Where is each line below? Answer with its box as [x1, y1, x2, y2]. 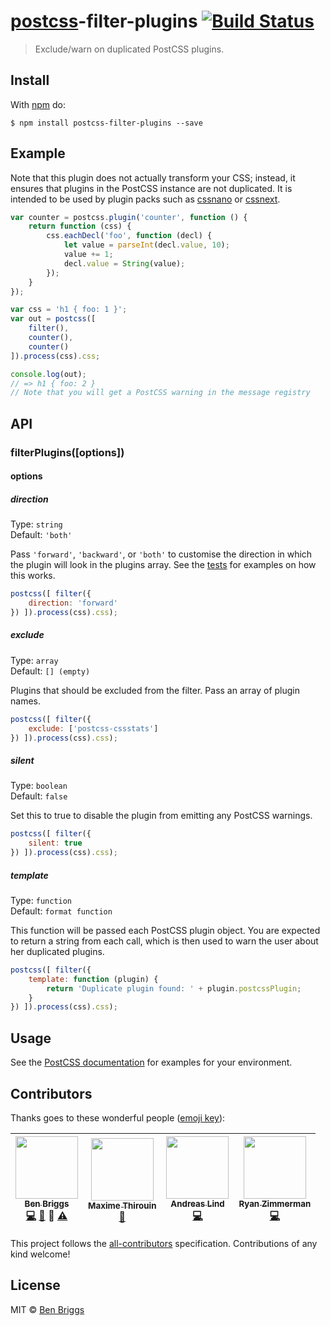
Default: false [10, 790, 68, 802]
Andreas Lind [170, 1198, 225, 1209]
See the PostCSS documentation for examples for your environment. [10, 1056, 293, 1069]
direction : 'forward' [28, 598, 118, 609]
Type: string [10, 518, 63, 530]
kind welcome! [10, 1248, 71, 1260]
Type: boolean [10, 780, 68, 792]
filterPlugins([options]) [10, 445, 125, 459]
